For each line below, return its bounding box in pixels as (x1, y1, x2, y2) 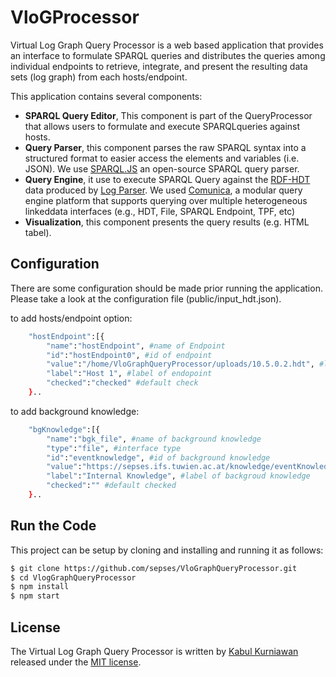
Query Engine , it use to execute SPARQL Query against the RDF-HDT (24, 173, 311, 185)
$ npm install (10, 582, 70, 592)
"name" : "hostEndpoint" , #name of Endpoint (46, 341, 226, 351)
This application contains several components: (10, 90, 203, 102)
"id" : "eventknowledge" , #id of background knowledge (46, 452, 271, 463)
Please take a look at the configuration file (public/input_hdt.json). (10, 292, 282, 305)
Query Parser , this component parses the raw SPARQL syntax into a (24, 141, 307, 153)
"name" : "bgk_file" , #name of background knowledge (46, 434, 262, 444)
